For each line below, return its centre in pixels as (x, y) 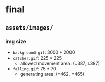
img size (16, 41)
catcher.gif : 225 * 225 (37, 58)
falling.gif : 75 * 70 (34, 69)
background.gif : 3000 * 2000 (44, 52)
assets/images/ (29, 28)
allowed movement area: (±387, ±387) (60, 63)
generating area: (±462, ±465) (52, 74)
